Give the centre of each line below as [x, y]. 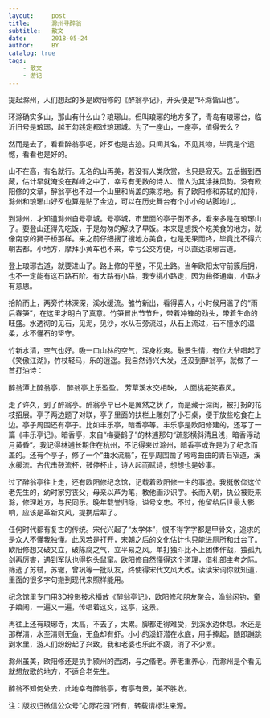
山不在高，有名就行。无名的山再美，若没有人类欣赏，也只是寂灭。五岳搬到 [131, 171]
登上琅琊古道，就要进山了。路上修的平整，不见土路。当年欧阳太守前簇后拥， [135, 266]
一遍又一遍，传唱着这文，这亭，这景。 [99, 607]
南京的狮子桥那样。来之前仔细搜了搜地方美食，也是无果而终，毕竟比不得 [135, 238]
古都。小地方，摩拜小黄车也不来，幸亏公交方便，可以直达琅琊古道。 [128, 248]
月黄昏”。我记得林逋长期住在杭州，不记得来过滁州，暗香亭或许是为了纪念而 [133, 444]
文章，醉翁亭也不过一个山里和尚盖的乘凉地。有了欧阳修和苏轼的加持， [145, 191]
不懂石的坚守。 [54, 333]
